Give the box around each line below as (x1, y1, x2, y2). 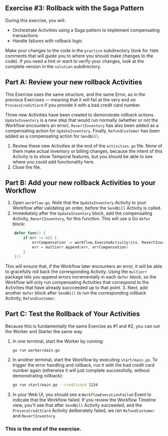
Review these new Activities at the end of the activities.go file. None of (12, 142, 162, 149)
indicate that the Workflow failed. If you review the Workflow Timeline (12, 397, 156, 403)
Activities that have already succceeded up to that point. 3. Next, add (5, 284, 148, 290)
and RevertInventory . (12, 413, 56, 419)
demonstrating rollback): (12, 373, 63, 379)
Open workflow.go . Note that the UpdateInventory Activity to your (12, 200, 146, 206)
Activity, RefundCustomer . (5, 295, 56, 301)
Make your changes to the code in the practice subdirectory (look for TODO (5, 47, 158, 53)
